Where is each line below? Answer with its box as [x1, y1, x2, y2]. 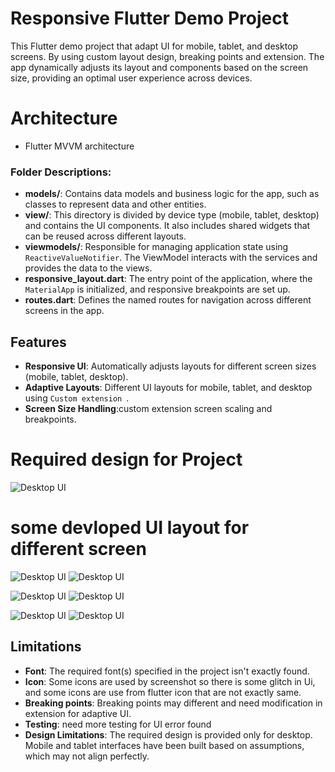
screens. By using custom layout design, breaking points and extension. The [10, 50, 325, 62]
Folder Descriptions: [10, 165, 112, 179]
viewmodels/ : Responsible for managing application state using [24, 241, 289, 253]
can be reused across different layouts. [24, 230, 187, 242]
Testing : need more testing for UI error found [24, 718, 212, 730]
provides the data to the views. [24, 262, 153, 274]
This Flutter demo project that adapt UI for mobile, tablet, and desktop [10, 40, 299, 52]
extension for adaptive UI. [24, 707, 132, 719]
